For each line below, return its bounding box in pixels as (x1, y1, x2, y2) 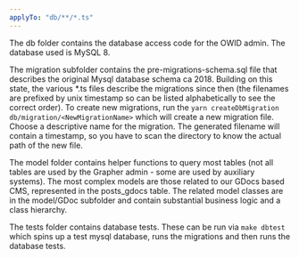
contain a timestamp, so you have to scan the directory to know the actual (9, 130, 282, 141)
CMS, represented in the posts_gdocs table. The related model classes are (9, 185, 284, 196)
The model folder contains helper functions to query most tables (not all (9, 157, 274, 167)
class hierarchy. (9, 204, 68, 214)
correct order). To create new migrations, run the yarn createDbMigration (9, 101, 279, 112)
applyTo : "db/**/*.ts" (9, 12, 94, 22)
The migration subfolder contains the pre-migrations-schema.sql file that (9, 64, 278, 75)
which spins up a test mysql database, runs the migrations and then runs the (9, 230, 291, 241)
